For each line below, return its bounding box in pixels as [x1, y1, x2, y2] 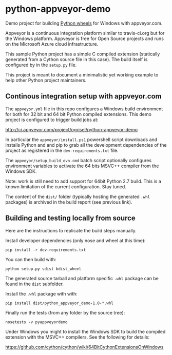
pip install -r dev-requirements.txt [5, 247, 86, 252]
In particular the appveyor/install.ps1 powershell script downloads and [5, 136, 158, 143]
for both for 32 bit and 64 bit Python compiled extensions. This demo [5, 111, 151, 117]
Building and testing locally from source [5, 214, 136, 223]
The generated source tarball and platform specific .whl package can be [5, 275, 159, 281]
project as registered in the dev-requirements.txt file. [5, 147, 119, 153]
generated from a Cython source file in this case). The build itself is [5, 56, 148, 62]
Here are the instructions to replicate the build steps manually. [5, 227, 137, 233]
